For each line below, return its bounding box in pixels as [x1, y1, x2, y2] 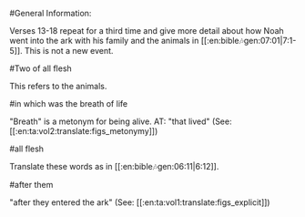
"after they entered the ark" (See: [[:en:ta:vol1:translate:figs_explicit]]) [9, 197, 270, 208]
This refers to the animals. [9, 81, 107, 91]
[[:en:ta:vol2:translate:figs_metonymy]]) [9, 126, 158, 136]
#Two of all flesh [9, 63, 73, 74]
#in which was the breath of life [9, 98, 128, 108]
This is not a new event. [24, 46, 114, 56]
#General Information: [9, 8, 92, 18]
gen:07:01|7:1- [243, 36, 297, 46]
